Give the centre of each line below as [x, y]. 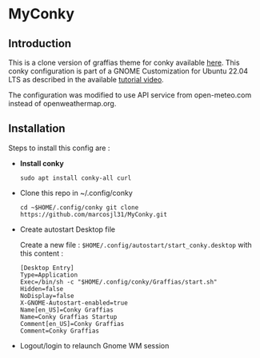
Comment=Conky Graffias [60, 331]
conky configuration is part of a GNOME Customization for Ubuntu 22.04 [128, 71]
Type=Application [49, 275]
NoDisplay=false [47, 296]
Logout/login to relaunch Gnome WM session [94, 345]
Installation [37, 129]
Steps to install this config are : [59, 148]
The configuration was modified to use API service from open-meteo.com [130, 95]
